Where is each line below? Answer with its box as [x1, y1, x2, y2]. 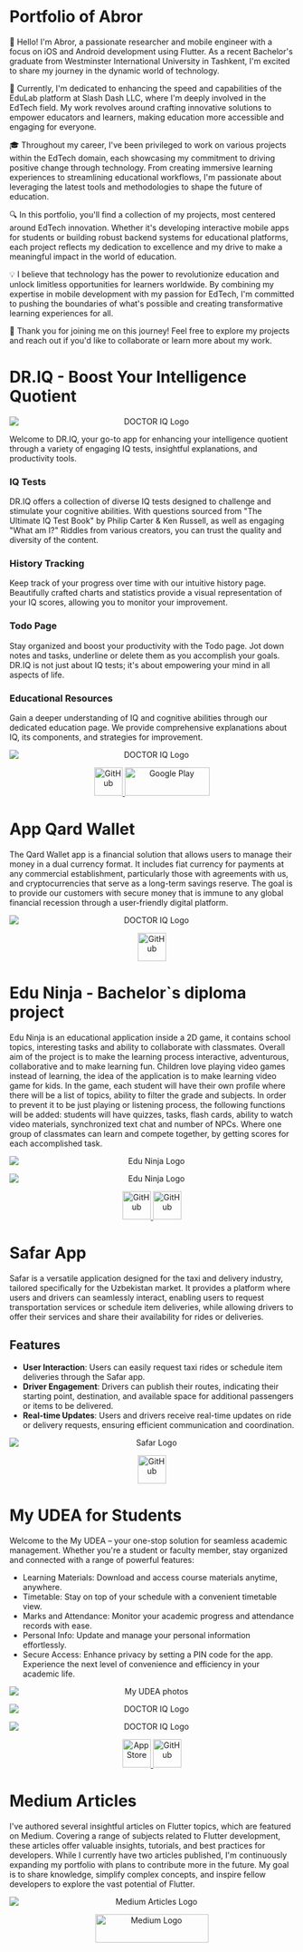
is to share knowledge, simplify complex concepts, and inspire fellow [9, 1869, 267, 1879]
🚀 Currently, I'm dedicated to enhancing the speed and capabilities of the [9, 83, 282, 93]
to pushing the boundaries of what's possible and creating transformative [9, 297, 283, 309]
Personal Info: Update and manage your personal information [22, 1629, 251, 1640]
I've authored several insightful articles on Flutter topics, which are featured [9, 1821, 291, 1831]
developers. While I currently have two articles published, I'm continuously [9, 1850, 288, 1860]
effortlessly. [22, 1639, 67, 1650]
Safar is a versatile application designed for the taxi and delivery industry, [9, 1272, 283, 1284]
